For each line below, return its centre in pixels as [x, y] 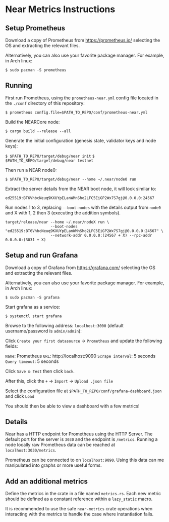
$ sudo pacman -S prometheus [36, 70]
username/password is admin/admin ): [44, 331]
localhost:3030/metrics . [31, 450]
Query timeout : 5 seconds [32, 361]
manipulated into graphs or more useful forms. [53, 465]
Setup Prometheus [35, 28]
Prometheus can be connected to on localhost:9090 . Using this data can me [85, 460]
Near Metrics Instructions [60, 9]
